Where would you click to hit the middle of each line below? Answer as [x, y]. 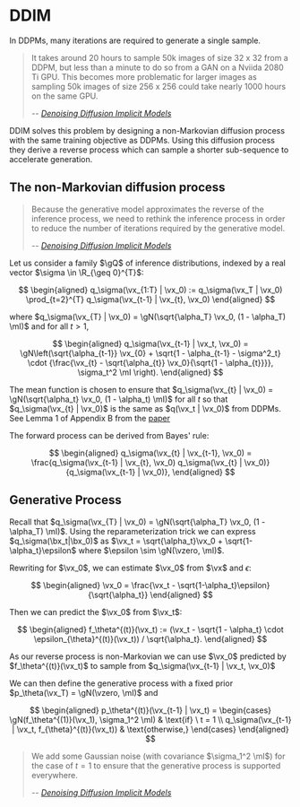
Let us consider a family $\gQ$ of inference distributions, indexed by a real [148, 263]
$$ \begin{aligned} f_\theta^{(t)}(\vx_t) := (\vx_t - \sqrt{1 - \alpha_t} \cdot [150, 629]
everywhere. [54, 775]
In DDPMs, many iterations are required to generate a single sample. [135, 40]
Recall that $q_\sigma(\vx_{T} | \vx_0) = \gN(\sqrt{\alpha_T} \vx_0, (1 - [137, 522]
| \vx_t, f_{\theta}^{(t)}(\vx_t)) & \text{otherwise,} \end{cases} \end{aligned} [150, 729]
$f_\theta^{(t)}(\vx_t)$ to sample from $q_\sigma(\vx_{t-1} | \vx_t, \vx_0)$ [142, 665]
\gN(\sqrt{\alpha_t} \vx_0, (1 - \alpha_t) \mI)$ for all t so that [119, 399]
